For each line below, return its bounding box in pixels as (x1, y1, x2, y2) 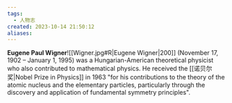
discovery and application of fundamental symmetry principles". (7, 88, 191, 97)
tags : (7, 10, 23, 17)
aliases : (7, 29, 33, 37)
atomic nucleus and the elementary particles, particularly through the (7, 81, 206, 89)
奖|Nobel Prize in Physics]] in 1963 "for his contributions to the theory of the (7, 73, 225, 81)
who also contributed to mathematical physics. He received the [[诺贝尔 (7, 64, 213, 73)
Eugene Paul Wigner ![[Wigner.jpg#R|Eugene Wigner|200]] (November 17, (7, 49, 219, 57)
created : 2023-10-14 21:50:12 (7, 23, 95, 30)
